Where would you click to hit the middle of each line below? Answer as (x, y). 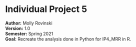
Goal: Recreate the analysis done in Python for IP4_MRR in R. (68, 39)
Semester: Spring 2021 (29, 33)
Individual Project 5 (46, 9)
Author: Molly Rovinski (29, 23)
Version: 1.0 (18, 28)
